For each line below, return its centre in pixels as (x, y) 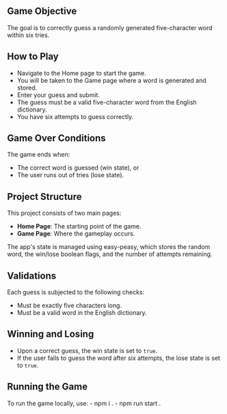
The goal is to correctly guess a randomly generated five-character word (110, 27)
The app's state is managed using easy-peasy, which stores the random (109, 247)
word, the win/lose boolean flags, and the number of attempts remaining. (110, 254)
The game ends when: (39, 155)
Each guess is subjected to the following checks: (76, 292)
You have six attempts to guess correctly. (75, 116)
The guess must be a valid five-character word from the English (107, 102)
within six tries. (28, 35)
